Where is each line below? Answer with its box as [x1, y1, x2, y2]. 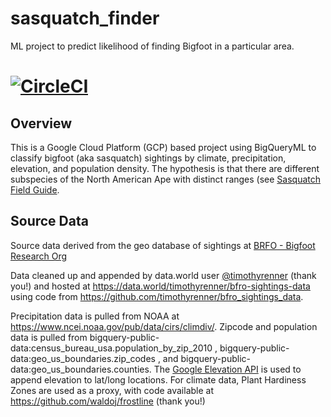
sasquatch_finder [10, 7, 160, 30]
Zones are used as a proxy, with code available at [10, 384, 215, 396]
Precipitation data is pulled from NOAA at [10, 310, 180, 322]
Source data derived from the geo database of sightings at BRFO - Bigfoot [10, 239, 316, 251]
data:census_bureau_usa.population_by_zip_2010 [10, 342, 213, 354]
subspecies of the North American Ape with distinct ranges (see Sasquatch [10, 173, 322, 185]
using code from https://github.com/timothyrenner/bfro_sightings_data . [10, 290, 304, 302]
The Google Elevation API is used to [153, 363, 302, 375]
